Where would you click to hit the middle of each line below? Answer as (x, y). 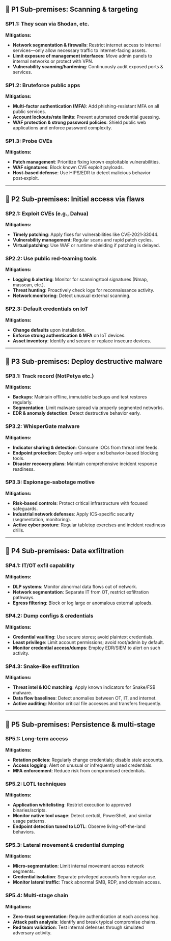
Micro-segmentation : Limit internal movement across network (78, 866)
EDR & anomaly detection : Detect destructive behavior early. (77, 413)
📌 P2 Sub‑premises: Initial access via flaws (75, 199)
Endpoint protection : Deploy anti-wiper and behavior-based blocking (85, 453)
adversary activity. (32, 932)
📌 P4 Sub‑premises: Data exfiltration (65, 551)
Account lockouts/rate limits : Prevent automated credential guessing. (86, 117)
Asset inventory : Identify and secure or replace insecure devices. (82, 341)
